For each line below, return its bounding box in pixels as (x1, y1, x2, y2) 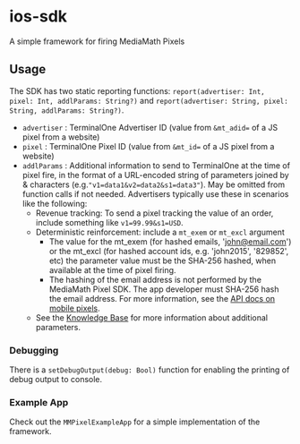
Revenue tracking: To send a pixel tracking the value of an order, (35, 208, 274, 218)
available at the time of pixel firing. (48, 264, 176, 275)
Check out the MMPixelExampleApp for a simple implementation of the (9, 416, 261, 427)
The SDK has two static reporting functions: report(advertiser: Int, (9, 85, 266, 96)
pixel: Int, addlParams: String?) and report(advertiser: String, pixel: (9, 95, 288, 106)
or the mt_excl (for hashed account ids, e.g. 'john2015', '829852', (48, 245, 289, 256)
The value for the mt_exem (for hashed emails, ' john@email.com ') (48, 235, 292, 247)
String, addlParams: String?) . (9, 105, 124, 115)
